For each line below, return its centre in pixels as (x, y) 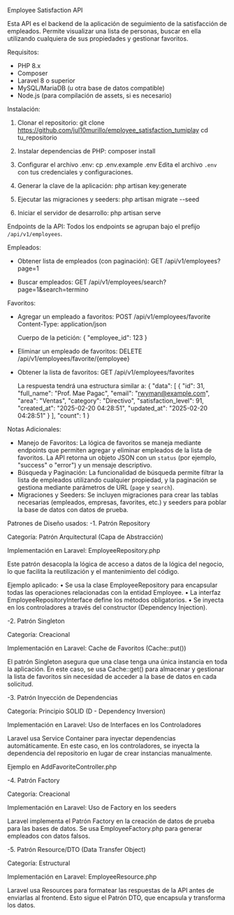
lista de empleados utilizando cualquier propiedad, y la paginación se (117, 480)
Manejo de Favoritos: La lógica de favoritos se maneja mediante (109, 443)
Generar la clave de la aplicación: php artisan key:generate (102, 186)
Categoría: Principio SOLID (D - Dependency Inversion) (87, 711)
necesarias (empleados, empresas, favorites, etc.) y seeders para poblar (122, 502)
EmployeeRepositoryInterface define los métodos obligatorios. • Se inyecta (116, 600)
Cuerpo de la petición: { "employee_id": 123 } (82, 338)
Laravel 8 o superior (46, 81)
